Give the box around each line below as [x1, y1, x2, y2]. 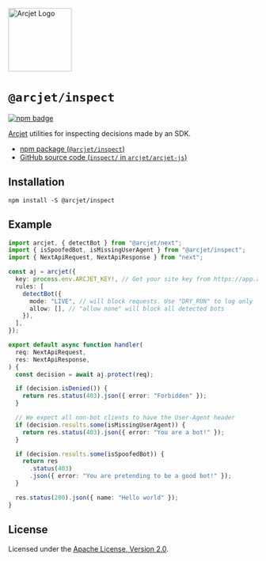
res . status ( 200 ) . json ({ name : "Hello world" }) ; [15, 494, 179, 502]
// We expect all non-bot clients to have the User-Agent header [15, 414, 236, 422]
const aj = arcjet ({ [8, 268, 77, 276]
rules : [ [15, 282, 44, 290]
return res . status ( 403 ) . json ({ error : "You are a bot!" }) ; [22, 428, 225, 436]
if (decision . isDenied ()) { [15, 385, 108, 392]
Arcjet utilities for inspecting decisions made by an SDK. [8, 128, 192, 138]
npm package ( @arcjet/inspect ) [19, 144, 125, 154]
